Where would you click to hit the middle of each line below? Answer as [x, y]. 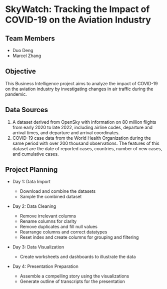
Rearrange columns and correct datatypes [63, 232]
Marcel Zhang [27, 56]
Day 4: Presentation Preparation [45, 266]
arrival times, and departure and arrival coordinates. [66, 132]
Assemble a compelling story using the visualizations [74, 276]
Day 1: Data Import [31, 182]
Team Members [30, 38]
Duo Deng [23, 50]
